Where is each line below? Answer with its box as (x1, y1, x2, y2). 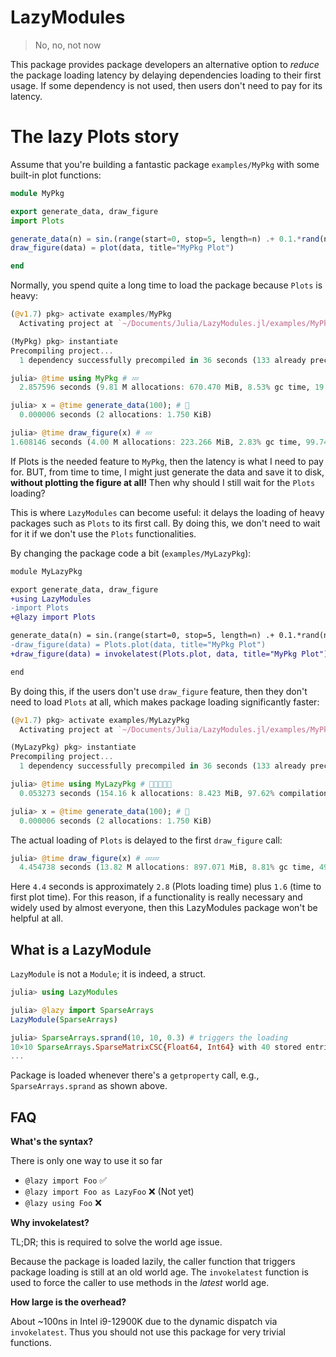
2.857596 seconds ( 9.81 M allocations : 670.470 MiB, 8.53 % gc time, (19, 382, 311, 393)
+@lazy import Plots (10, 612, 97, 623)
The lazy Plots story (10, 126, 180, 148)
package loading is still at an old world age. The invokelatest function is (10, 1266, 309, 1278)
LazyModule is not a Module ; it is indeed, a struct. (10, 968, 207, 980)
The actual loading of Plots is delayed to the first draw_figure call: (10, 834, 283, 846)
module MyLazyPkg (10, 566, 83, 576)
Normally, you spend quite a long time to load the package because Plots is (10, 279, 323, 291)
